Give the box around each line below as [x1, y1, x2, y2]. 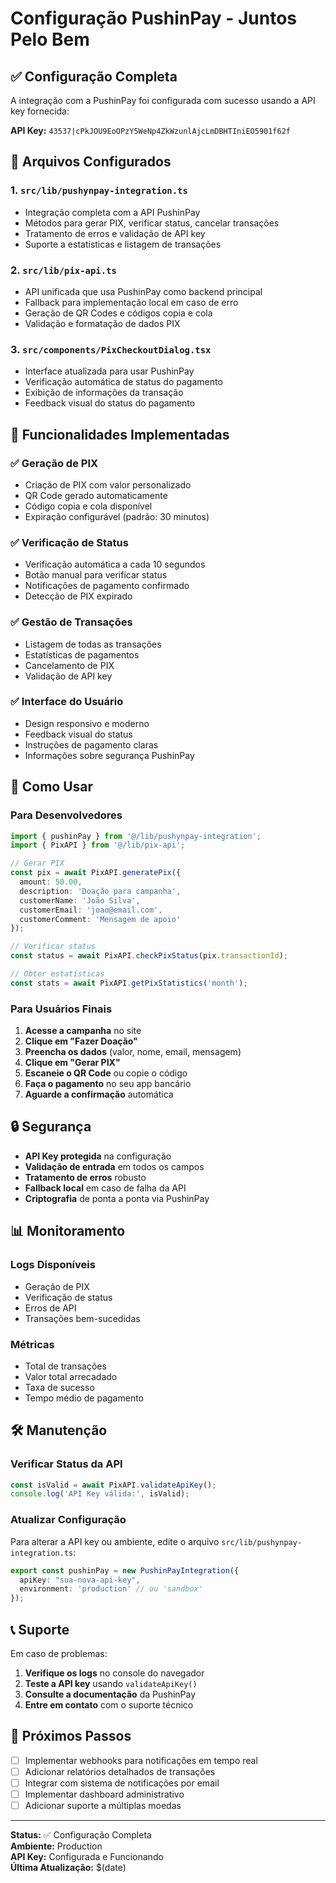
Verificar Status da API [10, 1457, 123, 1471]
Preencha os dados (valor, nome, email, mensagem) [24, 1046, 242, 1058]
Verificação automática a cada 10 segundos [24, 558, 206, 571]
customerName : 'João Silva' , [19, 895, 141, 906]
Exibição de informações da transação [24, 387, 184, 399]
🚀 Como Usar [10, 778, 94, 796]
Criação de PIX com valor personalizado [24, 478, 192, 491]
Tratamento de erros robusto [24, 1171, 147, 1183]
